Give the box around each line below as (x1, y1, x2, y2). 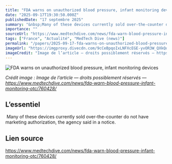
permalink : (5, 41, 29, 46)
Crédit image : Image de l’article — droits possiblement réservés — (5, 74, 147, 80)
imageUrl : (5, 46, 27, 51)
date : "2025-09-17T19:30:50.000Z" (5, 12, 79, 17)
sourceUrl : (5, 31, 29, 36)
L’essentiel (5, 100, 40, 109)
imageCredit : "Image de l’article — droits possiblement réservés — (5, 50, 155, 55)
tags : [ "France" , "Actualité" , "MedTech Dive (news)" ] (5, 36, 125, 42)
